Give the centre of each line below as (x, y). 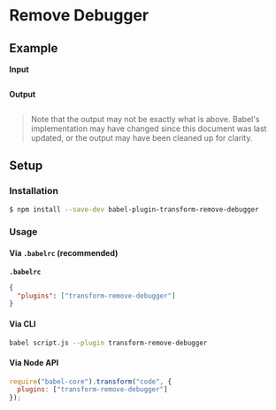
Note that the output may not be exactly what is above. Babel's (145, 119)
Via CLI (23, 323)
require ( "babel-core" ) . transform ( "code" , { (91, 382)
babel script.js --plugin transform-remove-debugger (108, 343)
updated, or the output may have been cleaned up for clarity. (142, 138)
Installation (34, 191)
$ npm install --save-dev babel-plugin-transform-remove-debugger (134, 209)
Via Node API (34, 362)
